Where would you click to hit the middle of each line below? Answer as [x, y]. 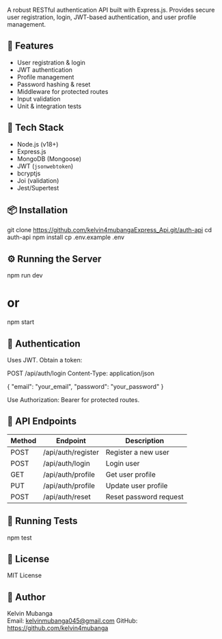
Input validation [39, 99]
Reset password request [145, 497]
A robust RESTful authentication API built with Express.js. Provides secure [111, 10]
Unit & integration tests [49, 106]
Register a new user [137, 452]
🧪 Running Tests [42, 521]
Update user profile [137, 486]
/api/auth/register [71, 452]
